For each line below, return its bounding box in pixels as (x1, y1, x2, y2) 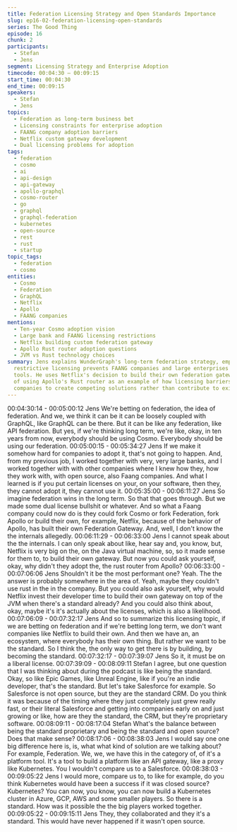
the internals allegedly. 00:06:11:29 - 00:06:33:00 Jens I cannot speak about (7, 531, 230, 540)
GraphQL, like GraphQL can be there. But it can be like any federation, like (7, 419, 222, 427)
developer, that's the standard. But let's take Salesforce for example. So (7, 682, 217, 690)
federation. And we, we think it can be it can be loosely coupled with (7, 411, 207, 420)
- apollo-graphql (13, 188, 65, 195)
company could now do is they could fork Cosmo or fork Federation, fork (7, 509, 219, 518)
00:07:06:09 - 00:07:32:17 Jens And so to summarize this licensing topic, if (7, 614, 226, 622)
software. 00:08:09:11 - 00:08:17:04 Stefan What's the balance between (7, 719, 217, 727)
